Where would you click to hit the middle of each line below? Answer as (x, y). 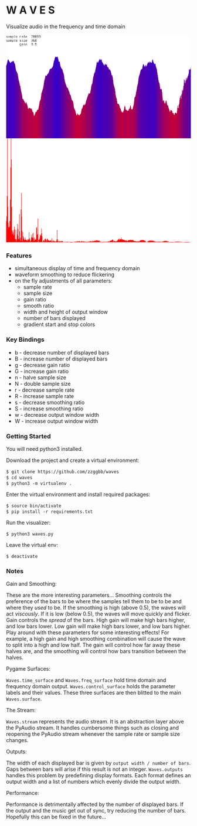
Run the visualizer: (28, 522)
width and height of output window (66, 312)
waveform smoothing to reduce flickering (64, 275)
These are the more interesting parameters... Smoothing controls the (89, 595)
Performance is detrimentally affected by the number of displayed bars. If (95, 804)
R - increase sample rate (44, 396)
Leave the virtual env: (32, 545)
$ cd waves (19, 477)
